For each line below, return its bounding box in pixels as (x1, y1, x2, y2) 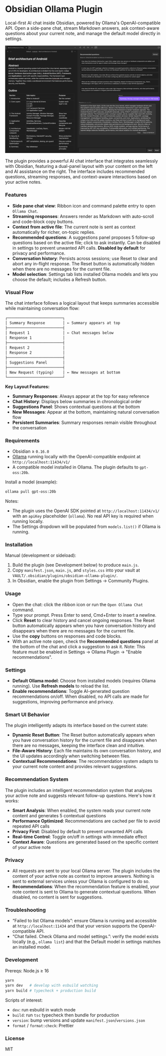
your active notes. (5, 179, 42, 185)
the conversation (12, 425, 47, 431)
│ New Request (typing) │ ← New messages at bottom (5, 370, 121, 375)
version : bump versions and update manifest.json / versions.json (12, 1017, 145, 1023)
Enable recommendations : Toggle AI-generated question (12, 688, 130, 694)
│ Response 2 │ (5, 350, 65, 355)
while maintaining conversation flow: (5, 306, 80, 312)
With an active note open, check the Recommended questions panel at (12, 638, 159, 644)
